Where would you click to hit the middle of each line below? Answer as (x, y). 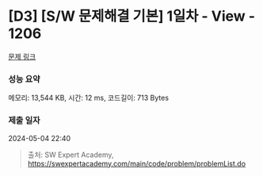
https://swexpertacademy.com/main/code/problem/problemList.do (137, 163)
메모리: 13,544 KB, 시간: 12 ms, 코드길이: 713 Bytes (88, 98)
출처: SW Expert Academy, (71, 155)
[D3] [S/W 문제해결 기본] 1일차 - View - (132, 16)
